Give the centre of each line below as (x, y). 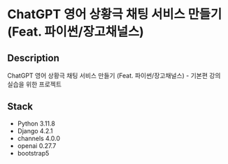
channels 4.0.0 (39, 138)
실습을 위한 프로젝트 (34, 84)
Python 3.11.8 (36, 124)
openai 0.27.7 (37, 146)
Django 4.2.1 (35, 131)
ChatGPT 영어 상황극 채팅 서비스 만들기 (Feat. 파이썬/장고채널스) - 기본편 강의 (114, 75)
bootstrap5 (33, 153)
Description (33, 58)
